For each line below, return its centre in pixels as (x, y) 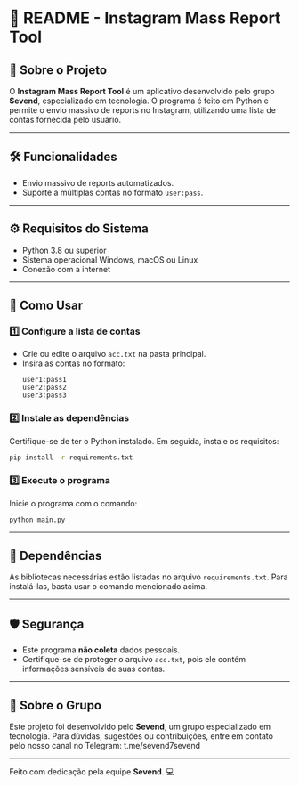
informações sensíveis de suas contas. (93, 669)
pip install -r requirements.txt (71, 458)
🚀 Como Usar (46, 306)
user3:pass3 (44, 395)
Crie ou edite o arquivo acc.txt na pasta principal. (114, 354)
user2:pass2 (44, 388)
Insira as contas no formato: (73, 363)
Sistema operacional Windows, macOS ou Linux (110, 259)
